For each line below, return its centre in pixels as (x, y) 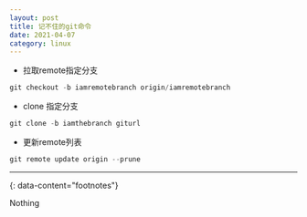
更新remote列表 (52, 142)
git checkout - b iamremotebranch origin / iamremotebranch (120, 88)
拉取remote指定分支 (60, 70)
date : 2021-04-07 (42, 35)
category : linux (40, 43)
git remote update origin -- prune (75, 160)
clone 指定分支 (50, 107)
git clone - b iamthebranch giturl (75, 124)
